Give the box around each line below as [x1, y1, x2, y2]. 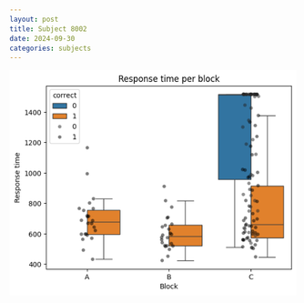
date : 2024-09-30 [9, 34, 76, 43]
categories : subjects [9, 44, 92, 53]
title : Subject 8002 [9, 24, 88, 34]
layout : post [9, 15, 59, 24]
